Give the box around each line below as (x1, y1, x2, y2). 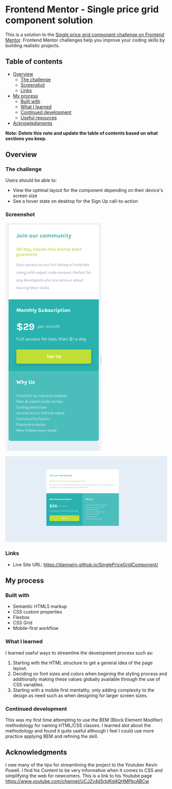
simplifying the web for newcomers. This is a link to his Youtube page (5, 773, 152, 779)
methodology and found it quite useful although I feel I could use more (5, 728, 154, 734)
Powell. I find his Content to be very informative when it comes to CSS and (5, 767, 163, 773)
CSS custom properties (12, 609, 63, 615)
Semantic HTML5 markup (12, 603, 67, 609)
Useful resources (20, 114, 58, 121)
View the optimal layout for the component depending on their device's (12, 187, 163, 194)
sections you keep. (5, 135, 47, 142)
